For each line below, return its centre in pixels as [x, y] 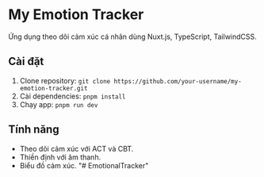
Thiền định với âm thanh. [60, 157]
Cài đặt [26, 62]
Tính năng [34, 130]
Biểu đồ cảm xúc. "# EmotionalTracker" [84, 165]
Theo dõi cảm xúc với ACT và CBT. [77, 148]
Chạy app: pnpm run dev [59, 104]
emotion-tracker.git [54, 88]
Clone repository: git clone [65, 80]
